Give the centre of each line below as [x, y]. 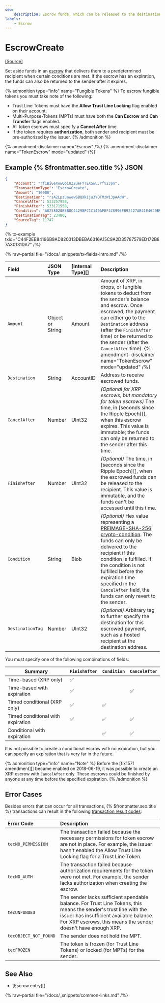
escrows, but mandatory [129, 395]
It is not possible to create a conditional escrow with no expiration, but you [80, 748]
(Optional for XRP [121, 389]
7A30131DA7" [19, 244]
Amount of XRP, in [122, 280]
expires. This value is [125, 426]
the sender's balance [125, 299]
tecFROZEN [19, 950]
